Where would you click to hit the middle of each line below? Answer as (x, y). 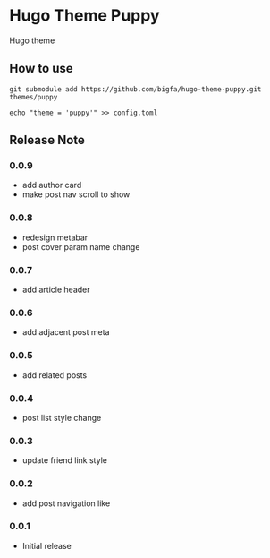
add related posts (55, 375)
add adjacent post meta (66, 332)
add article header (56, 290)
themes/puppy (34, 97)
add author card (52, 185)
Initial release (46, 545)
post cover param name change (81, 246)
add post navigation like (66, 503)
